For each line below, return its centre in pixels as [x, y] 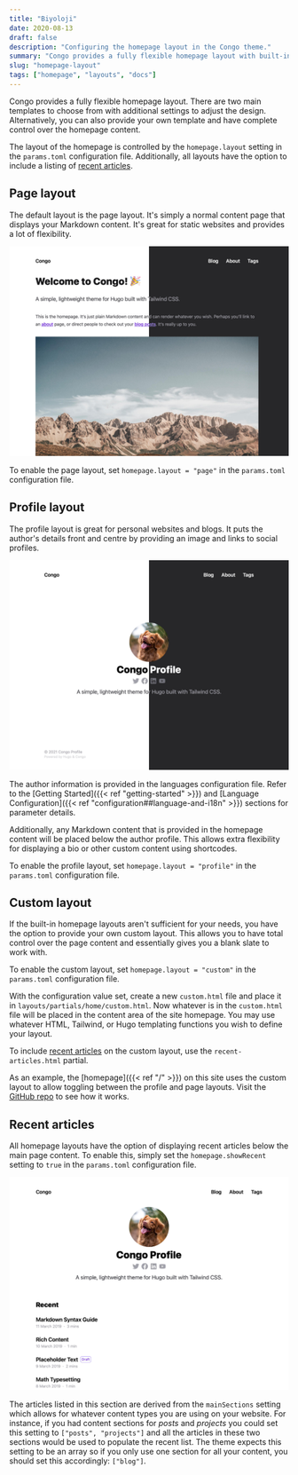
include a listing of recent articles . [71, 165]
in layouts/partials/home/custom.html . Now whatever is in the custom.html [146, 1006]
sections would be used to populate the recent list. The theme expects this [145, 1441]
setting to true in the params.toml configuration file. [103, 1165]
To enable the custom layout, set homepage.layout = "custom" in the [133, 970]
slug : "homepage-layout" [55, 66]
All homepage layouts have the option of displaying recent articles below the [149, 1146]
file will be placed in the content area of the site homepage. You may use [142, 1015]
